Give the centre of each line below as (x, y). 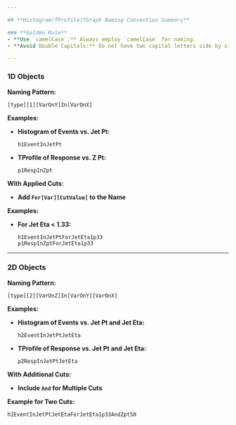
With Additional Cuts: (39, 374)
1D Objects (26, 77)
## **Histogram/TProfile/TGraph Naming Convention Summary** (99, 20)
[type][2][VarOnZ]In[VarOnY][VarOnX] (63, 296)
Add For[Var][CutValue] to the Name (72, 197)
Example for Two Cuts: (41, 401)
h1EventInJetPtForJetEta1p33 (60, 237)
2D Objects (27, 267)
